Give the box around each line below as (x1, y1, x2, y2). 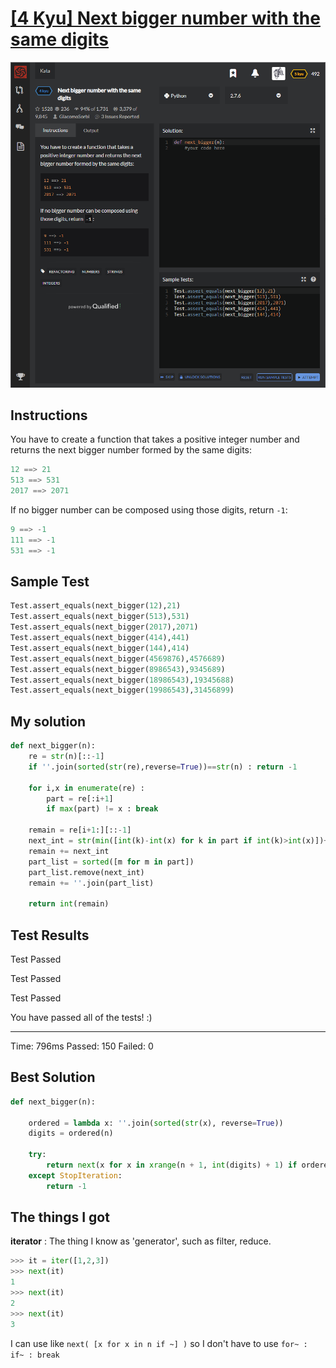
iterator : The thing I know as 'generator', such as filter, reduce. (10, 1235, 272, 1247)
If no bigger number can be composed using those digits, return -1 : (10, 504, 288, 516)
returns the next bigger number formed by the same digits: (10, 444, 252, 456)
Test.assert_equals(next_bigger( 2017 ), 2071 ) (10, 622, 199, 632)
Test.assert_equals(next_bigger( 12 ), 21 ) (10, 601, 182, 611)
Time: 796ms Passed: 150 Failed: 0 (10, 1040, 154, 1052)
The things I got (10, 1209, 110, 1226)
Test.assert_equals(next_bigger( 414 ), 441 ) (10, 633, 190, 643)
